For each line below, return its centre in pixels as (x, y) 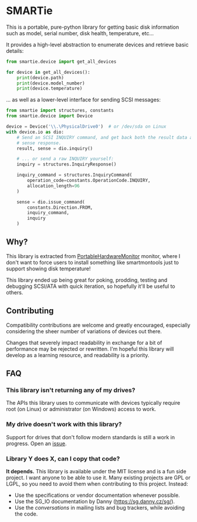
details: (15, 50)
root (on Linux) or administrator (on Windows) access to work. (81, 409)
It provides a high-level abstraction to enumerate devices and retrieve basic (97, 45)
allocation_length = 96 (54, 186)
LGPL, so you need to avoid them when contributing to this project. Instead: (97, 484)
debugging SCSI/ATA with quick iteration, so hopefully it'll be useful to (91, 286)
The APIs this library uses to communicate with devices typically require (93, 403)
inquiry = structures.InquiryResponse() (67, 165)
